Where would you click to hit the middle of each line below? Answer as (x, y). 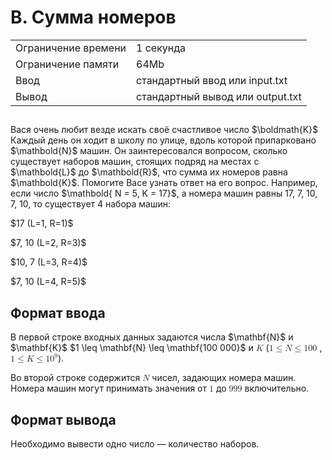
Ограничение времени (71, 48)
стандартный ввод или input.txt (212, 80)
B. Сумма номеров (93, 17)
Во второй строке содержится (75, 378)
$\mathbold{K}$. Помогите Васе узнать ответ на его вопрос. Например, (164, 183)
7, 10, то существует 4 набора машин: (91, 204)
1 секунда (161, 48)
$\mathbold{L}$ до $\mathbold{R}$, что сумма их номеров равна (149, 172)
